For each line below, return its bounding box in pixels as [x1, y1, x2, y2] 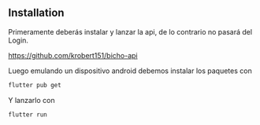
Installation [8, 6, 65, 20]
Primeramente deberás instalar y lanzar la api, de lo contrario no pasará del [8, 27, 253, 36]
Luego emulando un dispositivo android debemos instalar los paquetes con [8, 66, 252, 75]
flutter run [8, 110, 47, 119]
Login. [8, 35, 29, 45]
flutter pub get [8, 81, 61, 89]
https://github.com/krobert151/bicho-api [8, 50, 138, 60]
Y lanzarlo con [8, 95, 55, 105]
